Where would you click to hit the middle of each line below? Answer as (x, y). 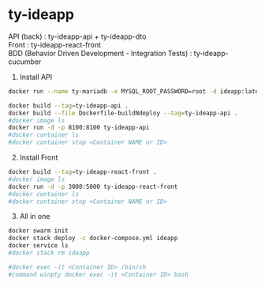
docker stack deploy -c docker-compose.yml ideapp (93, 239)
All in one (35, 216)
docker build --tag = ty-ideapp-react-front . (82, 172)
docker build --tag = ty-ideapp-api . (68, 105)
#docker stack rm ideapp (49, 253)
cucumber (25, 62)
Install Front (39, 158)
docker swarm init (38, 231)
